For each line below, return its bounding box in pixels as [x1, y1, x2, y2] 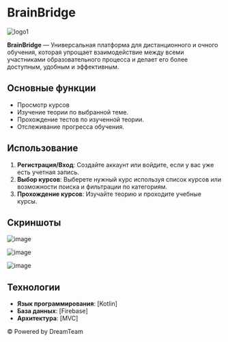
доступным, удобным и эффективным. [7, 62, 119, 71]
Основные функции [7, 82, 96, 94]
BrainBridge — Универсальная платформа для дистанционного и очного [7, 40, 218, 49]
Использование [7, 143, 79, 154]
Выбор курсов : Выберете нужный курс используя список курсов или [16, 175, 222, 183]
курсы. [16, 197, 38, 205]
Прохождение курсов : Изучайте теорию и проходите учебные [16, 190, 201, 198]
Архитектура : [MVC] [16, 314, 79, 323]
